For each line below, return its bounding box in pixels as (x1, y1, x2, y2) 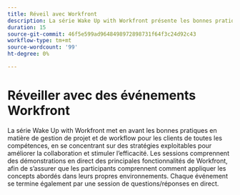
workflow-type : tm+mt (7, 37, 72, 44)
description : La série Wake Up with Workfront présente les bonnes (7, 17, 213, 24)
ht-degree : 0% (7, 51, 50, 58)
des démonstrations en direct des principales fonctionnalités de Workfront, (7, 156, 229, 165)
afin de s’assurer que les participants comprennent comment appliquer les (7, 164, 226, 172)
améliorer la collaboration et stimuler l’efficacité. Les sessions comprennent (7, 149, 230, 157)
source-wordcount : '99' (7, 44, 79, 51)
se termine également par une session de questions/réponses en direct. (7, 179, 219, 188)
